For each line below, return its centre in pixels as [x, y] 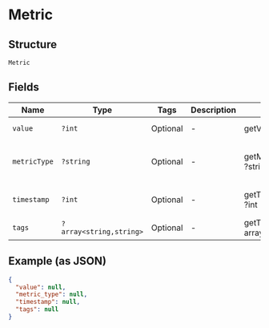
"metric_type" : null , [52, 294]
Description [214, 110]
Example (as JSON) [57, 261]
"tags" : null [37, 310]
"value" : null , [41, 287]
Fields [24, 87]
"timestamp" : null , [48, 302]
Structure [33, 45]
